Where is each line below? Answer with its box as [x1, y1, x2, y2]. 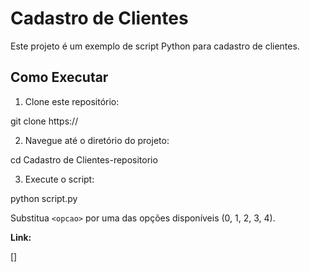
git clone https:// [10, 115, 79, 127]
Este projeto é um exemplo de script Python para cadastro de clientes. [10, 40, 300, 52]
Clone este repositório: [24, 95, 120, 107]
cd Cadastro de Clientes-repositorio [10, 153, 158, 166]
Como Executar [10, 69, 109, 86]
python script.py [10, 192, 78, 204]
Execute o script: [24, 173, 95, 185]
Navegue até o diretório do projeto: [24, 134, 170, 146]
